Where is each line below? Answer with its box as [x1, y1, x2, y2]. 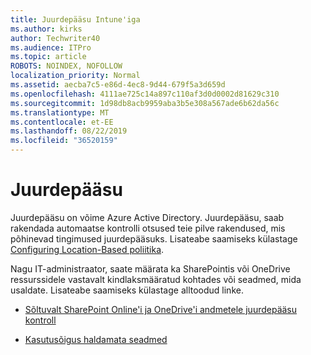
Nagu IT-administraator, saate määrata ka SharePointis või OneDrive [10, 262, 291, 275]
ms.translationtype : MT [10, 107, 110, 118]
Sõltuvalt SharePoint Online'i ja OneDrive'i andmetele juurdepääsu [24, 303, 298, 315]
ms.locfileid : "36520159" [10, 136, 118, 146]
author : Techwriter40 [10, 33, 101, 43]
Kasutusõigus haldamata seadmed [24, 333, 168, 345]
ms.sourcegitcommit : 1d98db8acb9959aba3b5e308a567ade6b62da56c [10, 98, 280, 108]
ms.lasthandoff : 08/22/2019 [10, 126, 128, 136]
